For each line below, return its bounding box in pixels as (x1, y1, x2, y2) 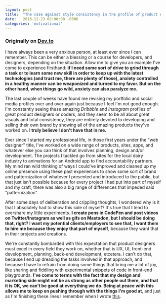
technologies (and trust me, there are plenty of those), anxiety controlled (5, 75, 158, 81)
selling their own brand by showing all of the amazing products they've (5, 122, 150, 128)
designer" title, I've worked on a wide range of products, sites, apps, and (5, 142, 154, 148)
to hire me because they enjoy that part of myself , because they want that (5, 226, 159, 231)
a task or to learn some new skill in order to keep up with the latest (5, 70, 144, 76)
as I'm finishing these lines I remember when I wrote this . (5, 293, 121, 299)
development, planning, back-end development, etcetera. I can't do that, (5, 251, 153, 257)
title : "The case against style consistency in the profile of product (5, 12, 158, 17)
